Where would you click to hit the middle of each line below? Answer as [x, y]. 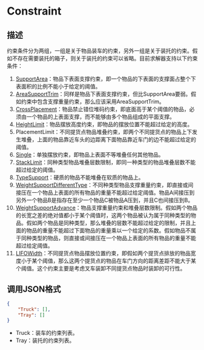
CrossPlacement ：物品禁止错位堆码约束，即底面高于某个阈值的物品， [102, 109]
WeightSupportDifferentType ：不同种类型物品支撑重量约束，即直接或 [102, 185]
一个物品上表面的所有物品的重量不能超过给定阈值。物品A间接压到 [113, 193]
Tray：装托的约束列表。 [45, 340]
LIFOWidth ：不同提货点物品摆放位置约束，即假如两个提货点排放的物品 [103, 253]
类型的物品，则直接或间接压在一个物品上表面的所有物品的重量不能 [114, 238]
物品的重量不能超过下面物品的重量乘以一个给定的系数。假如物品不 [109, 231]
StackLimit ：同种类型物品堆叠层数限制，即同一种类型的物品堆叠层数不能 [106, 162]
